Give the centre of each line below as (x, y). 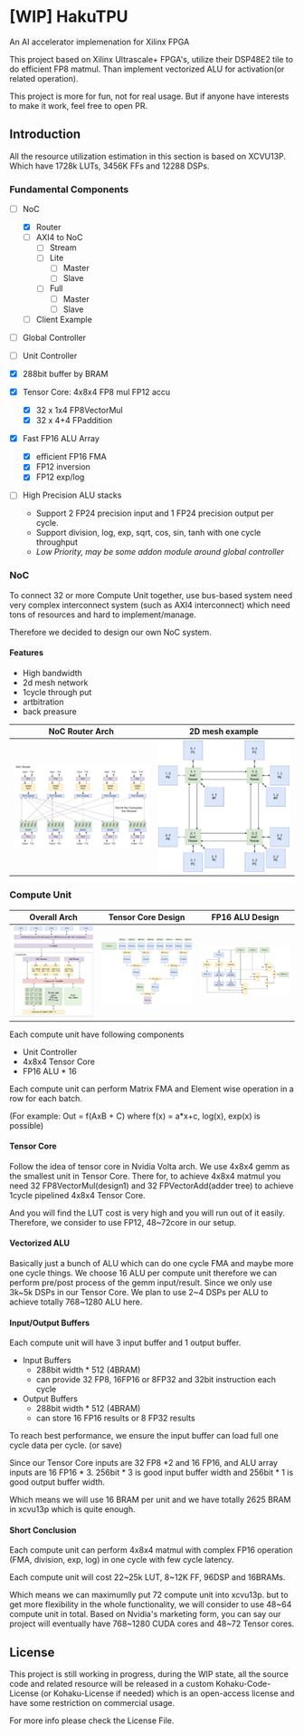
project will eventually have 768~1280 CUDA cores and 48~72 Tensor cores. (152, 1624)
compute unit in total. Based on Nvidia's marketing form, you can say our (145, 1614)
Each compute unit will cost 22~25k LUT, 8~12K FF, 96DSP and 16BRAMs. (147, 1577)
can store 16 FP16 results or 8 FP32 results (116, 1418)
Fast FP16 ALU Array (61, 439)
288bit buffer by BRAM (65, 373)
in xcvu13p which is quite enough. (72, 1509)
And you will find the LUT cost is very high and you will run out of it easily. (147, 1213)
